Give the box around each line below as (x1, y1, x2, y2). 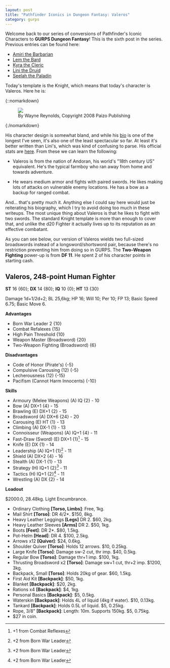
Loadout (5, 486, 24, 492)
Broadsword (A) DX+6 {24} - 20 (12, 414, 79, 420)
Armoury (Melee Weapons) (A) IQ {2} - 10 (12, 398, 100, 404)
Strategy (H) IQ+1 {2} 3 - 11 (12, 464, 67, 471)
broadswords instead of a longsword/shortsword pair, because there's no (5, 242, 158, 248)
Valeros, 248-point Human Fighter (5, 272, 116, 281)
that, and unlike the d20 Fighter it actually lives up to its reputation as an (5, 221, 156, 227)
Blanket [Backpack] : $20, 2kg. (12, 581, 77, 587)
